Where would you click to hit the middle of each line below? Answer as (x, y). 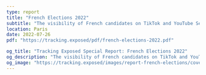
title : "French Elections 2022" (48, 18)
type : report (23, 12)
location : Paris (27, 29)
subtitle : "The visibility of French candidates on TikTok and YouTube (100, 23)
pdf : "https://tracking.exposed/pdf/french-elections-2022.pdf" (90, 40)
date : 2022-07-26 (29, 35)
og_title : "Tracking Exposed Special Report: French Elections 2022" (97, 52)
